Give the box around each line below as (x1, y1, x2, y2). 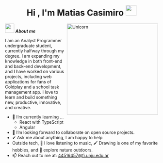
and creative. (5, 104, 32, 110)
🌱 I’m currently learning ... (12, 114, 64, 120)
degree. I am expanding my (5, 53, 60, 59)
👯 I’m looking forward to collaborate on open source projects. (12, 129, 135, 135)
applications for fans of (5, 79, 52, 84)
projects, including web (5, 73, 52, 80)
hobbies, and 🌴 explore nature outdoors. (12, 147, 93, 153)
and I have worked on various (5, 68, 65, 74)
